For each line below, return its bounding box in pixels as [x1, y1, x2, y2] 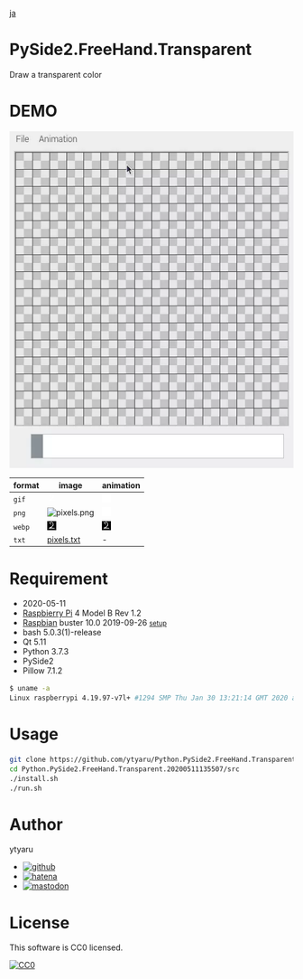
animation [102, 479, 141, 491]
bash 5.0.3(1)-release [22, 627, 102, 638]
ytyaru [9, 844, 34, 855]
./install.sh [9, 774, 59, 783]
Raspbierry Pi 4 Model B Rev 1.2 [22, 607, 142, 618]
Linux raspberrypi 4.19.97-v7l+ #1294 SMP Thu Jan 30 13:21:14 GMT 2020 [9, 693, 289, 703]
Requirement [9, 569, 108, 588]
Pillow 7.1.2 [22, 665, 63, 676]
